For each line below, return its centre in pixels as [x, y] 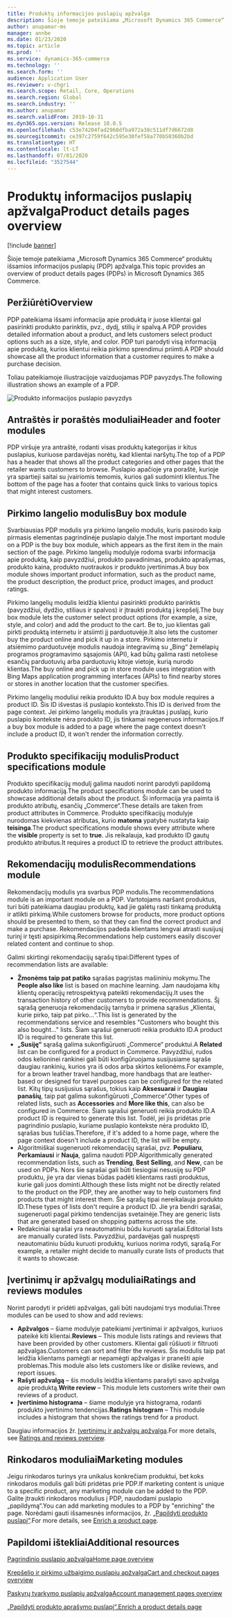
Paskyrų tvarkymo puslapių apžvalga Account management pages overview [115, 1594]
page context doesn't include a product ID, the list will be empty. [109, 1140]
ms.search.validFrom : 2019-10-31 [55, 117]
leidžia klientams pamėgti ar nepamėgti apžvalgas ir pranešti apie [110, 1358]
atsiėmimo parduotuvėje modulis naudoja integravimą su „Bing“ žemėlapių [113, 647]
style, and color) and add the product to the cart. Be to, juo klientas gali [109, 625]
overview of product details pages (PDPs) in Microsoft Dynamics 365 [106, 273]
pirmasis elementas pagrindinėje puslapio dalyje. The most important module [116, 537]
